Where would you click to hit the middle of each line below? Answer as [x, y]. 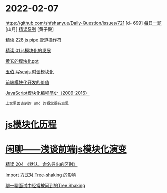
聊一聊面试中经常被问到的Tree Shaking [45, 186]
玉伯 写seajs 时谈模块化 [30, 72]
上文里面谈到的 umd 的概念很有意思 [37, 103]
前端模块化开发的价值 [27, 82]
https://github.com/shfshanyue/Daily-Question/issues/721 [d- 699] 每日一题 [84, 23]
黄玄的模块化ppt [22, 61]
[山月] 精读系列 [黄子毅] [30, 29]
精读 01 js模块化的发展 [28, 50]
